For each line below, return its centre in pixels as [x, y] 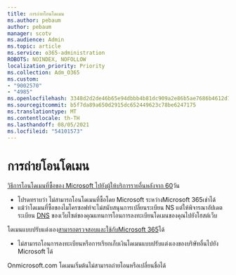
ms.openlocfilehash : [38, 99]
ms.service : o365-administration [56, 53]
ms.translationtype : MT [42, 112]
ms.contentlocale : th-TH [44, 118]
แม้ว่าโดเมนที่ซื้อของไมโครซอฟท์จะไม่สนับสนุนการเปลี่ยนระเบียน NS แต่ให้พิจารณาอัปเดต [120, 208]
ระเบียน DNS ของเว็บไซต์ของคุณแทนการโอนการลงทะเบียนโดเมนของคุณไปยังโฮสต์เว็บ [117, 215]
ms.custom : [23, 79]
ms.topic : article [34, 46]
